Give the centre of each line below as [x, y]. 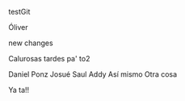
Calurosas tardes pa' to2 [49, 59]
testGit [19, 12]
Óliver [18, 27]
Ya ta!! [19, 90]
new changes [31, 43]
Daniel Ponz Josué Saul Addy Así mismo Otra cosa [93, 74]
